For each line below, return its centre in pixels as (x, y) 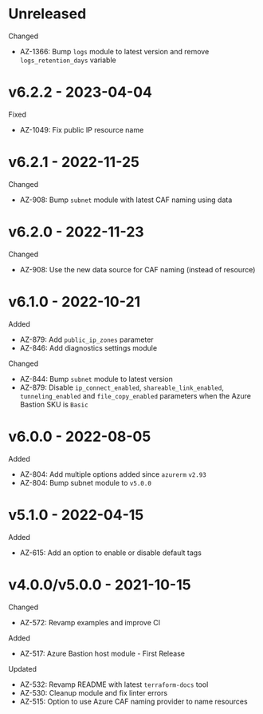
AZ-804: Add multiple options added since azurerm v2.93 (113, 474)
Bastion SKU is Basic (54, 404)
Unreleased (47, 14)
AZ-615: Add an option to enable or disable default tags (110, 553)
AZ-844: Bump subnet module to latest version (96, 379)
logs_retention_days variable (68, 60)
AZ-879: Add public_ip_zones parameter (86, 339)
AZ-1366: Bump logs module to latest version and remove (114, 51)
